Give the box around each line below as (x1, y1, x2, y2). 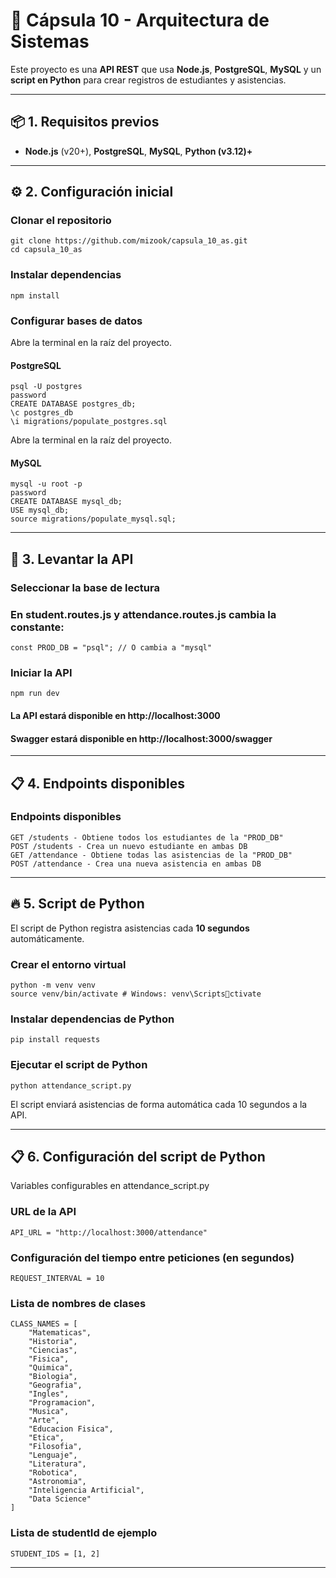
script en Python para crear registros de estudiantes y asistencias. (10, 74, 287, 86)
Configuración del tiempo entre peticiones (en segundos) (10, 1250, 295, 1264)
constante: (10, 620, 65, 634)
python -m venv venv (10, 980, 97, 990)
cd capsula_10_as (10, 245, 83, 255)
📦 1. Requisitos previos (10, 114, 160, 131)
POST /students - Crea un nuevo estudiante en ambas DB (10, 841, 248, 851)
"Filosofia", (28, 1442, 83, 1452)
